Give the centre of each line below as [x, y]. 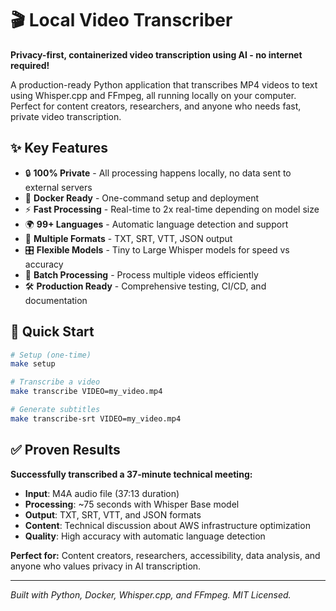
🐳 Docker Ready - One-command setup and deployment [142, 198]
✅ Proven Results [65, 450]
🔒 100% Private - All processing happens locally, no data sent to [158, 173]
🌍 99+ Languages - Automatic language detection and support [156, 224]
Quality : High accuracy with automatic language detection [145, 536]
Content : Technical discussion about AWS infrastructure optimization [167, 525]
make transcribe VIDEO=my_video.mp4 [86, 392]
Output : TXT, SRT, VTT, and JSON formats [113, 514]
